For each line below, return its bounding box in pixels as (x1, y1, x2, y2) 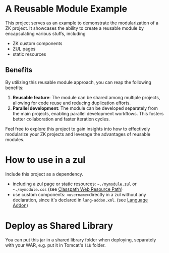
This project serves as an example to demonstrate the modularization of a (5, 20, 159, 26)
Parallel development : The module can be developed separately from (12, 105, 158, 111)
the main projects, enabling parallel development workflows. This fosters (12, 110, 164, 116)
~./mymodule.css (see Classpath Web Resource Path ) (12, 186, 123, 192)
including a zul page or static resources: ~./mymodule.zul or (12, 181, 137, 187)
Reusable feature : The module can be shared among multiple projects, (12, 94, 160, 100)
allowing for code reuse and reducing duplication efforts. (12, 100, 131, 106)
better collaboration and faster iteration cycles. (12, 116, 110, 122)
